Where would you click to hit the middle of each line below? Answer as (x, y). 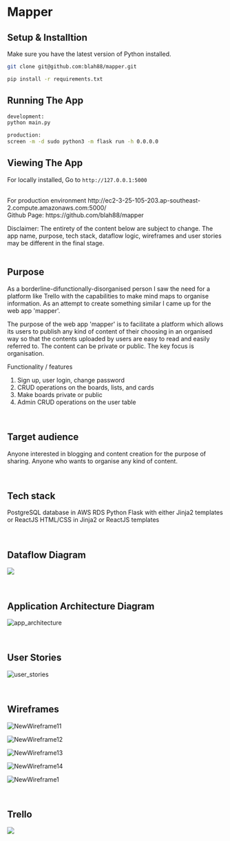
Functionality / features (40, 367)
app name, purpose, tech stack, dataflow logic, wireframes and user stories (114, 236)
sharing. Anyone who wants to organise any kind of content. (92, 461)
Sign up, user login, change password (71, 380)
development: (26, 116)
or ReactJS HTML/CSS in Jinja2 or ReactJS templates (83, 520)
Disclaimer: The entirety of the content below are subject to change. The (110, 228)
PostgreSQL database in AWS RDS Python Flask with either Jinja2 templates (115, 513)
